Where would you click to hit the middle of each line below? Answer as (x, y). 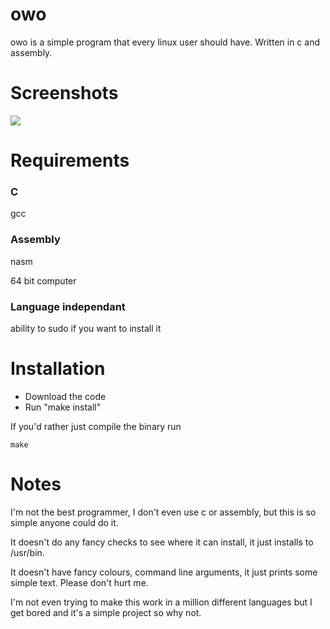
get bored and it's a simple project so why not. (106, 612)
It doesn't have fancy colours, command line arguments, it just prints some (164, 572)
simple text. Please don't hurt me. (79, 582)
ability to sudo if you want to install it (86, 328)
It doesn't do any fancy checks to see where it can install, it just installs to (162, 542)
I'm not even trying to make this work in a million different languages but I (161, 602)
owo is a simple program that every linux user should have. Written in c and (165, 42)
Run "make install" (63, 407)
